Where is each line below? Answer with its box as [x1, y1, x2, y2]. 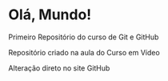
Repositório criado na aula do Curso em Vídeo [8, 47, 160, 57]
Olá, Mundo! [8, 6, 92, 24]
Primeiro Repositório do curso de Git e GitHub [8, 32, 159, 42]
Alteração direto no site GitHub [8, 63, 110, 73]
